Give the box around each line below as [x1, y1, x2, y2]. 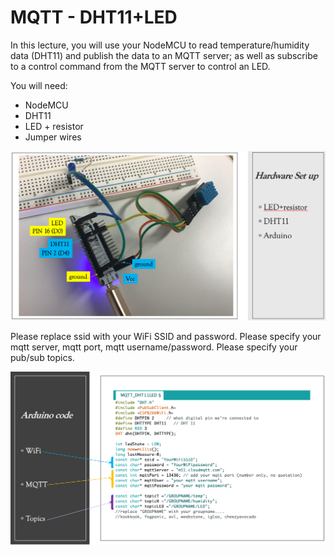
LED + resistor [24, 120, 84, 132]
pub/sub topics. [10, 352, 75, 364]
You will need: [10, 79, 68, 91]
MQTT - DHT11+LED [10, 6, 178, 29]
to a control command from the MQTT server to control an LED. [10, 60, 271, 72]
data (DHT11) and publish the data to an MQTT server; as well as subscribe [10, 49, 318, 61]
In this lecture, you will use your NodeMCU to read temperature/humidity [10, 39, 310, 51]
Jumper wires [24, 131, 82, 143]
